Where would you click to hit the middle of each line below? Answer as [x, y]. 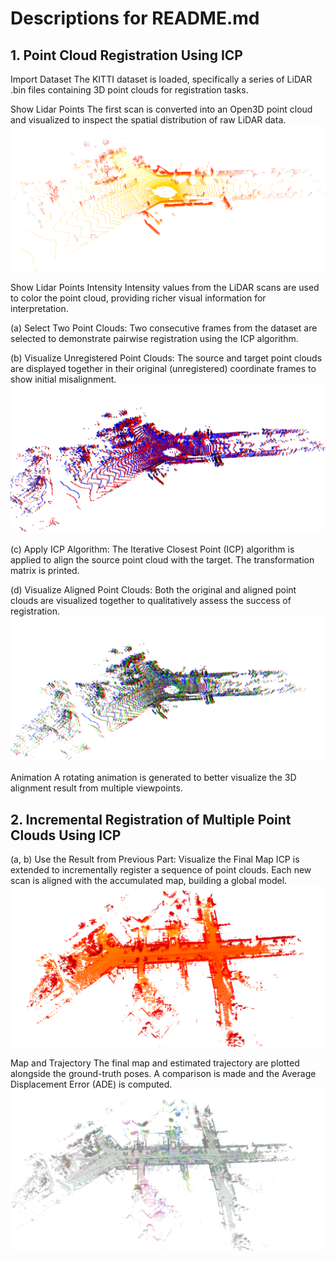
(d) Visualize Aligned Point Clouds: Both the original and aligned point [153, 590]
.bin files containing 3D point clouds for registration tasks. [129, 90]
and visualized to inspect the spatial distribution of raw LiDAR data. [148, 120]
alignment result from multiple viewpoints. [96, 788]
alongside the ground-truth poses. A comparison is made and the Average [163, 1073]
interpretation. [39, 308]
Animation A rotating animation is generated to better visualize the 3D [153, 778]
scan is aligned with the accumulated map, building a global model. [149, 881]
